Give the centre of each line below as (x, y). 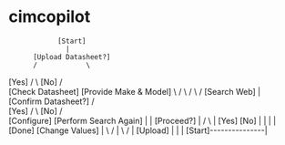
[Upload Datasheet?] (71, 57)
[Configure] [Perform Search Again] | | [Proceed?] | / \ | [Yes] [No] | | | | (142, 120)
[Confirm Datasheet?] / (51, 101)
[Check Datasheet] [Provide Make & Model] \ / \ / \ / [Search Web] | (135, 91)
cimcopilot (50, 17)
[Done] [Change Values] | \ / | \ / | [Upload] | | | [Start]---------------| (138, 130)
